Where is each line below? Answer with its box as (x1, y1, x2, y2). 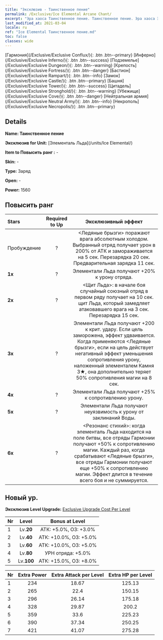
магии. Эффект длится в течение (75, 471, 153, 478)
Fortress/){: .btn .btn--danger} (48, 67, 109, 73)
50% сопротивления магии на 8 (76, 375, 152, 381)
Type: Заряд (5, 168, 31, 174)
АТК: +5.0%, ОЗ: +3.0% (40, 526, 96, 533)
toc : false (5, 34, 27, 39)
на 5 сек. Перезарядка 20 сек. (78, 254, 150, 261)
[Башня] (107, 78, 124, 83)
